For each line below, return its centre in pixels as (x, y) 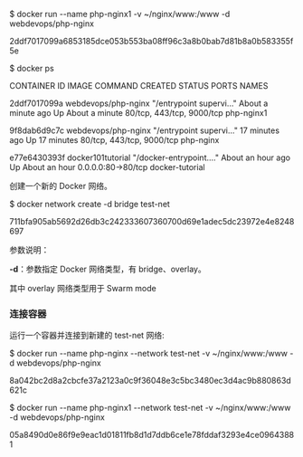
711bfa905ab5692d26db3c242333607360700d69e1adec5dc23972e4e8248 (152, 221)
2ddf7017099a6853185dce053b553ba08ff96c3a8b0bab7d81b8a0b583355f (151, 41)
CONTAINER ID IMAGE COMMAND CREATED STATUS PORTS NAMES (139, 86)
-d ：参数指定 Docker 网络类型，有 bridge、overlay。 (108, 269)
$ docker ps (32, 68)
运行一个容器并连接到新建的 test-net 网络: (87, 336)
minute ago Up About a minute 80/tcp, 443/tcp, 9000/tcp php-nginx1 (138, 113)
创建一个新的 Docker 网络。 (61, 186)
